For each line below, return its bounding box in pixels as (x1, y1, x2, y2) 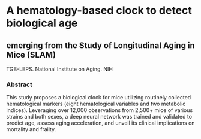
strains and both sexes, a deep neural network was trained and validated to (6, 113, 193, 120)
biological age (6, 16, 78, 30)
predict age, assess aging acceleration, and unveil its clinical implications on (6, 119, 195, 126)
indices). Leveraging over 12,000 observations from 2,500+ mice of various (6, 107, 193, 114)
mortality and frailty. (6, 126, 56, 133)
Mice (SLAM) (6, 49, 56, 60)
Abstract (6, 80, 33, 89)
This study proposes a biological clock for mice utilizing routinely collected (6, 94, 191, 101)
